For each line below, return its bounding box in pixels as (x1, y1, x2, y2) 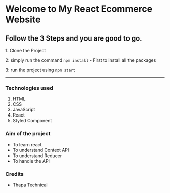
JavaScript (12, 107, 35, 113)
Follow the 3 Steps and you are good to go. (5, 34, 143, 43)
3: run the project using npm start (5, 67, 76, 73)
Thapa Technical (12, 182, 48, 188)
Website (5, 14, 41, 25)
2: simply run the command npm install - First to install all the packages (5, 57, 156, 63)
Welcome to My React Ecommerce (5, 3, 153, 15)
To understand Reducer (12, 152, 62, 159)
